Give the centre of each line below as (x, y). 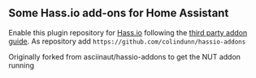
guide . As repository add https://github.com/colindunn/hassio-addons (127, 41)
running (22, 65)
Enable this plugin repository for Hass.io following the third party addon (128, 32)
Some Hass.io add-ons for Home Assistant (119, 13)
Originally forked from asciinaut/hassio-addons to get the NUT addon (125, 56)
